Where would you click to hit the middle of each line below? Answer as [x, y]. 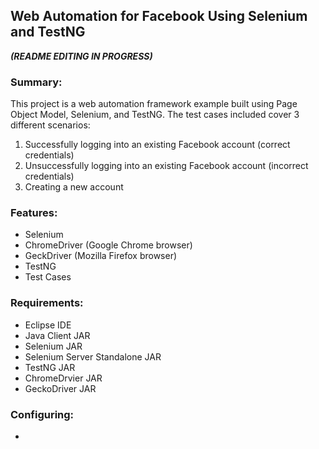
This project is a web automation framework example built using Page [154, 104]
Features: [34, 213]
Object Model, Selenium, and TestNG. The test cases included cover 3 [155, 115]
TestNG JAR [50, 367]
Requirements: [47, 303]
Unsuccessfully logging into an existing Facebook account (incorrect [166, 166]
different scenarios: [50, 125]
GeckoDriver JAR [60, 388]
